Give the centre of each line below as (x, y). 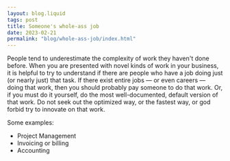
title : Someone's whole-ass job (53, 26)
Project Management (47, 136)
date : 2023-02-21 (32, 33)
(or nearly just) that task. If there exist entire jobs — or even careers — (106, 80)
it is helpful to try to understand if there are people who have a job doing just (115, 73)
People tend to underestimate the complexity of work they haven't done (108, 58)
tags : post (23, 20)
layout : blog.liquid (37, 13)
